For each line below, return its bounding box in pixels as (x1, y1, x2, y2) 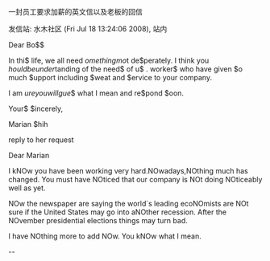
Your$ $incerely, (8, 104, 64, 113)
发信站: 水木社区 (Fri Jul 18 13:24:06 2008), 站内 (8, 24, 168, 34)
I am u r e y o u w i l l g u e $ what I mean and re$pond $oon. (8, 88, 184, 98)
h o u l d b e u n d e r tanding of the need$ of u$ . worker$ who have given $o (8, 64, 243, 74)
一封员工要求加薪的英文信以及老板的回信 (8, 7, 143, 16)
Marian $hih (8, 120, 48, 128)
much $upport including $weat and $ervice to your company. (8, 73, 212, 82)
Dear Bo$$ (8, 40, 44, 50)
